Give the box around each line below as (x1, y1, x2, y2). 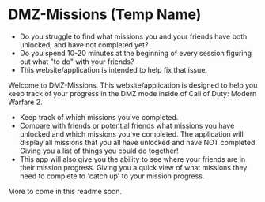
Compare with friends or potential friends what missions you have (19, 121, 235, 130)
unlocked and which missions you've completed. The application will (19, 129, 244, 139)
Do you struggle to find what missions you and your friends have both (19, 32, 248, 41)
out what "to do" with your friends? (19, 57, 134, 66)
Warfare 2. (8, 97, 43, 107)
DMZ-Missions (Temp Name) (8, 6, 202, 24)
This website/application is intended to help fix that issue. (19, 65, 208, 74)
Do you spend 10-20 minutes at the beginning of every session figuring (19, 48, 252, 58)
